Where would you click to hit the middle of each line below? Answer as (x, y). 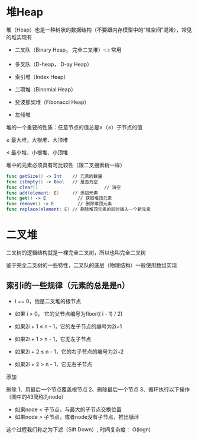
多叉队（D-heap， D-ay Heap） (53, 64)
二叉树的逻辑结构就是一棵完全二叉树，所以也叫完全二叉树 (76, 252)
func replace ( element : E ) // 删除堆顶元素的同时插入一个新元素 (78, 209)
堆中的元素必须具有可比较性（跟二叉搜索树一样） (66, 165)
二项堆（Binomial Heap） (45, 89)
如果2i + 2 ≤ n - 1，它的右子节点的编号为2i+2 (69, 351)
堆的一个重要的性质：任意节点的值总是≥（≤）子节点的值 (74, 127)
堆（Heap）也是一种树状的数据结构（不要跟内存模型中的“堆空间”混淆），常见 (99, 30)
